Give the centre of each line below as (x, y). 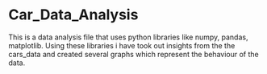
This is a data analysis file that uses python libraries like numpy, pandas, (128, 37)
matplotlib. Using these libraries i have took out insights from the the (122, 45)
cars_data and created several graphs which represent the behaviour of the (134, 54)
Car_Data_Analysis (73, 15)
